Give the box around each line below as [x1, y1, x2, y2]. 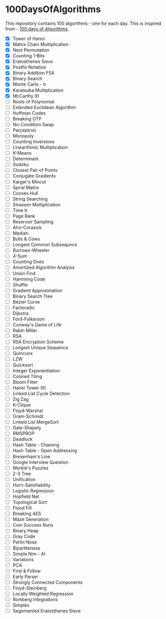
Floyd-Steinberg [12, 585, 47, 591]
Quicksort [12, 361, 33, 368]
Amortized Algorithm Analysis [12, 265, 75, 271]
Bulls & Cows [12, 236, 40, 242]
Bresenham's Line [12, 453, 51, 459]
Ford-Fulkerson [12, 316, 45, 322]
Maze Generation [12, 516, 49, 523]
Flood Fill [12, 505, 32, 511]
